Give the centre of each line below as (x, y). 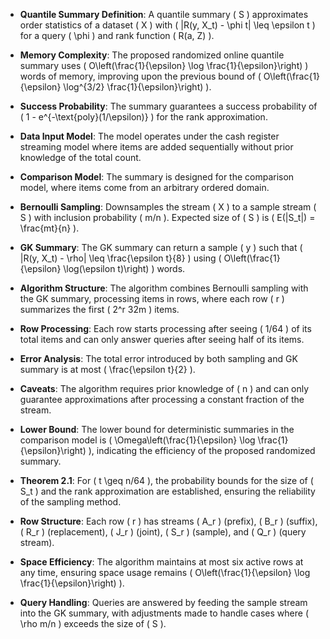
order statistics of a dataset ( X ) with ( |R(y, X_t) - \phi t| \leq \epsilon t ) (167, 25)
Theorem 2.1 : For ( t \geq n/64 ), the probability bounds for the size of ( (166, 480)
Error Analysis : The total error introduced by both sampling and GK (158, 358)
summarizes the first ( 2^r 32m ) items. (99, 309)
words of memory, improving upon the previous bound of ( (140, 76)
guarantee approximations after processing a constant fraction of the (162, 399)
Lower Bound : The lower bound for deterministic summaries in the (157, 429)
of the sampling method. (70, 502)
